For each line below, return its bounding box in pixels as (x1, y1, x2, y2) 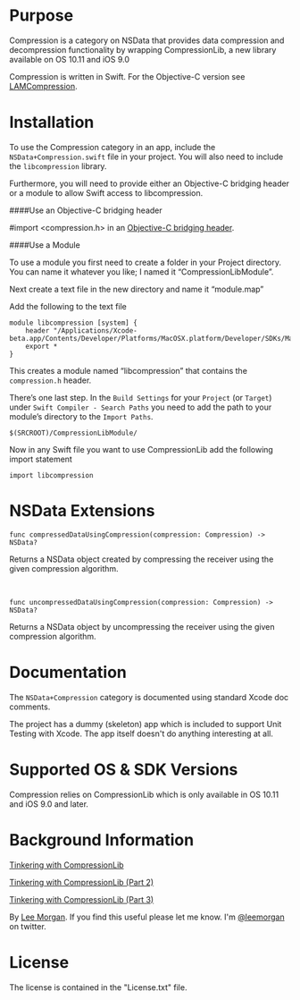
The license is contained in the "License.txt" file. (9, 981, 187, 993)
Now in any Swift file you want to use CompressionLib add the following (9, 444, 274, 454)
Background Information (9, 829, 195, 850)
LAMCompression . (9, 81, 78, 91)
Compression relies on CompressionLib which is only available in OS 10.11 (9, 789, 279, 800)
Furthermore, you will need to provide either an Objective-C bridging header (9, 178, 290, 189)
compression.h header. (9, 375, 92, 386)
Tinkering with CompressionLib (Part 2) (9, 877, 154, 887)
